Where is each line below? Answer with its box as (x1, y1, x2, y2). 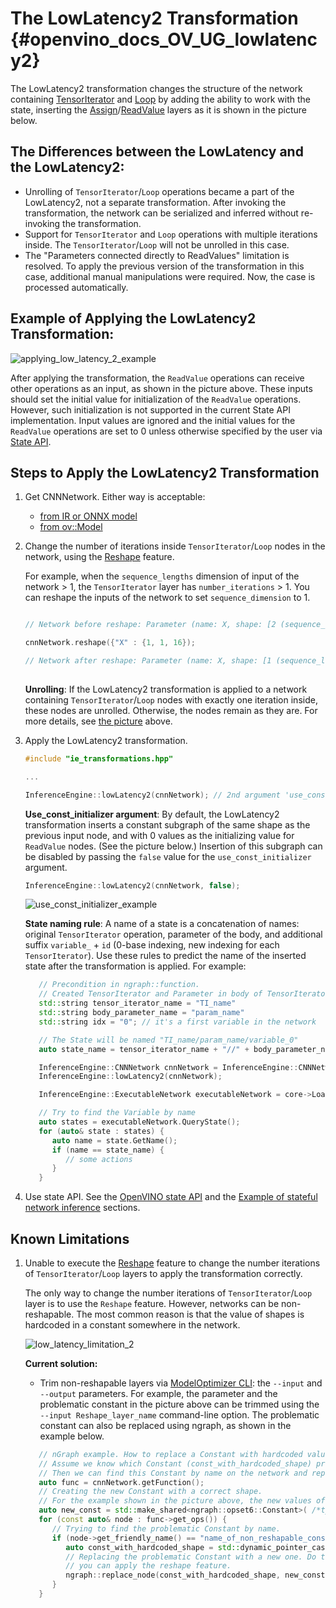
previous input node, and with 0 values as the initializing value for (24, 829, 295, 841)
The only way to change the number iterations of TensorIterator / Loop (24, 1287, 313, 1299)
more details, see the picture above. (24, 715, 173, 727)
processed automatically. (24, 281, 129, 293)
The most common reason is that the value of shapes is (76, 1308, 305, 1320)
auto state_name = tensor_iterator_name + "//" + (38, 1044, 250, 1054)
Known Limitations (10, 1230, 130, 1247)
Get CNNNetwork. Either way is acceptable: (24, 491, 206, 503)
